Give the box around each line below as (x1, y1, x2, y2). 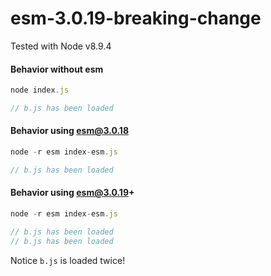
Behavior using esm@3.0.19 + (10, 187, 135, 199)
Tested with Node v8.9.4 (10, 40, 112, 52)
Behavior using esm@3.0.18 (10, 125, 130, 137)
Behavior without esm (10, 63, 104, 75)
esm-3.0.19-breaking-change (10, 7, 262, 30)
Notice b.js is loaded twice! (10, 254, 126, 266)
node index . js (10, 85, 70, 96)
